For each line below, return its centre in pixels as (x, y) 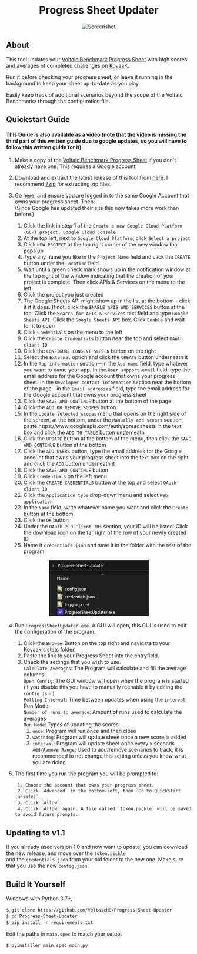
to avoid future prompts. (46, 815)
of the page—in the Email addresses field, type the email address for (106, 389)
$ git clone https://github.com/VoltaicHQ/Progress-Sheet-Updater (89, 910)
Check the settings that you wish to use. (72, 662)
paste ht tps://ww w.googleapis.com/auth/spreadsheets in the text (102, 426)
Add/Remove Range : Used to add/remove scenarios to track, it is (108, 750)
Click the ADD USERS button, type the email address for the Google (103, 451)
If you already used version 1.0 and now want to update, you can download (97, 847)
